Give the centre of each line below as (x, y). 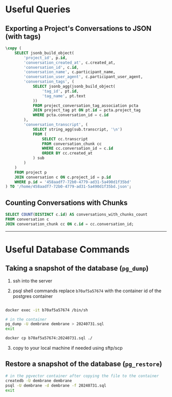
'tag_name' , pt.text (64, 96)
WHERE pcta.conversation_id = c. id (71, 115)
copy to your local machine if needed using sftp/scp (68, 348)
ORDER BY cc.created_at (67, 153)
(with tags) (23, 36)
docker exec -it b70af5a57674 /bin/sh (47, 310)
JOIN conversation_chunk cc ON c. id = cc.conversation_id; (70, 224)
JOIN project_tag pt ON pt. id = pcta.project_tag (87, 110)
